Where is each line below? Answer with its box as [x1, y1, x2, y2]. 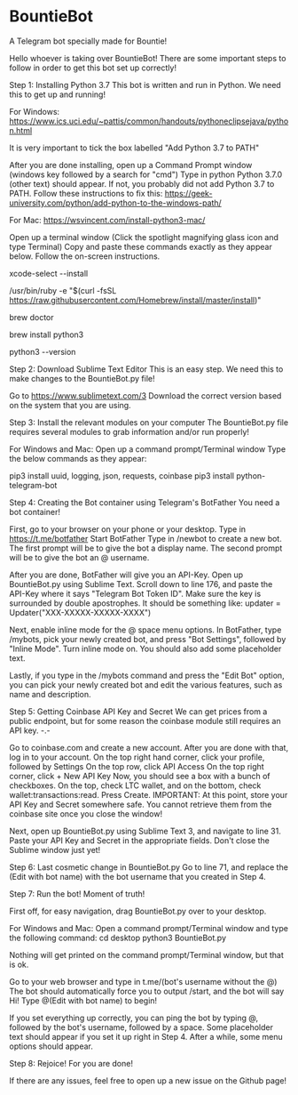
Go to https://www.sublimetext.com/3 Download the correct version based [9, 390, 282, 401]
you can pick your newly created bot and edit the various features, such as [9, 679, 283, 690]
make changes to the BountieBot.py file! [9, 373, 155, 383]
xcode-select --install [9, 268, 89, 278]
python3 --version [9, 346, 76, 357]
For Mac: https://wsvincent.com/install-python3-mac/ [9, 214, 206, 225]
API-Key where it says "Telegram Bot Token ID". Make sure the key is [9, 588, 262, 599]
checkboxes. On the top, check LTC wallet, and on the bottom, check [9, 780, 262, 791]
